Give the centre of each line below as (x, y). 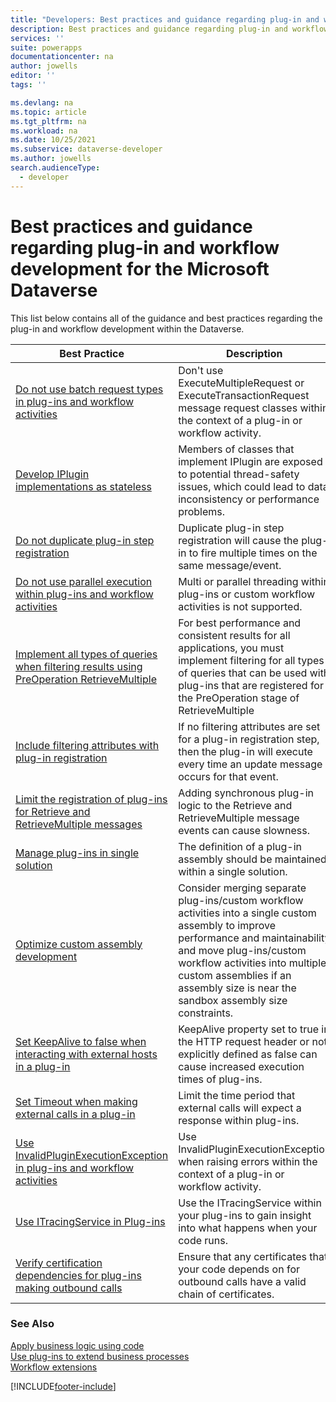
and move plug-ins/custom (242, 950)
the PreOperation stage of (239, 698)
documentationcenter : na (62, 57)
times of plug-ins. (220, 1079)
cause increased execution (241, 1066)
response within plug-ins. (239, 1120)
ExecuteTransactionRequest (244, 395)
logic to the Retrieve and (235, 805)
